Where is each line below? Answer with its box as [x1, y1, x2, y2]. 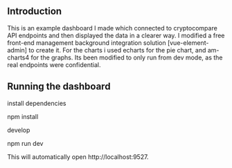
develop [7, 126, 30, 134]
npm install [7, 112, 39, 120]
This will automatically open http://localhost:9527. [7, 152, 149, 161]
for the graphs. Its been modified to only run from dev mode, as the [30, 53, 223, 62]
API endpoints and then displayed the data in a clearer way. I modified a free [7, 31, 225, 39]
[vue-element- [167, 38, 209, 47]
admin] [7, 46, 28, 54]
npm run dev [7, 139, 44, 147]
